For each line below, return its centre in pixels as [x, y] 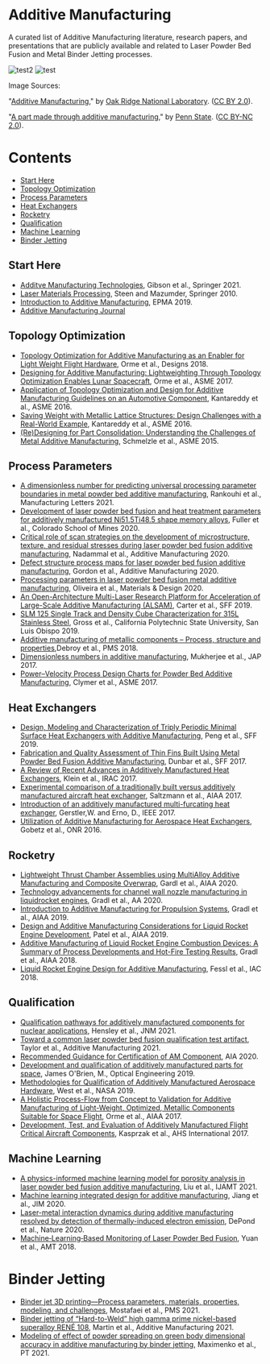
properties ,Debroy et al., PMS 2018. [79, 648]
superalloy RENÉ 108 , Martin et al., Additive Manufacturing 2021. [127, 1327]
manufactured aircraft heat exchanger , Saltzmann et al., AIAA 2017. [131, 796]
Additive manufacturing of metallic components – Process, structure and [140, 640]
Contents [40, 158]
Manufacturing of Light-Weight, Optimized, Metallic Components [127, 1107]
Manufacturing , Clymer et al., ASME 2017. [89, 682]
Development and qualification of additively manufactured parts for [131, 1064]
